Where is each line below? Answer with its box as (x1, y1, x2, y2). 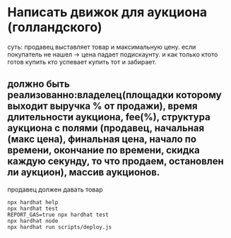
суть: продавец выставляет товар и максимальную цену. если (7, 42, 196, 51)
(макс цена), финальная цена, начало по (7, 133, 196, 145)
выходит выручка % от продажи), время (7, 100, 198, 112)
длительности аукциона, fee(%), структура (7, 111, 211, 124)
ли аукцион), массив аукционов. (7, 167, 160, 179)
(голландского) (7, 19, 102, 35)
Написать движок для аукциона (7, 4, 208, 20)
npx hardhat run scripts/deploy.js (7, 223, 112, 230)
